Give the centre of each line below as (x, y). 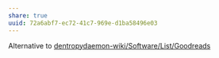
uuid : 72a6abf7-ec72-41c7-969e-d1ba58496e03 (83, 23)
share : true (28, 15)
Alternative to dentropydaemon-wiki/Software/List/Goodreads (109, 45)
